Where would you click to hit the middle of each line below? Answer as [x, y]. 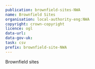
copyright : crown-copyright [35, 24]
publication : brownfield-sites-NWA [43, 10]
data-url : [16, 33]
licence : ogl [19, 29]
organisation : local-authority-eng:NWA [47, 19]
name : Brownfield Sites [30, 15]
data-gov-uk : [19, 38]
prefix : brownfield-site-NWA [36, 47]
